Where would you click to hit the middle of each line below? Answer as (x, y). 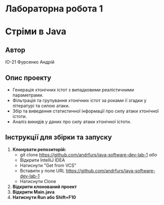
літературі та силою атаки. (41, 106)
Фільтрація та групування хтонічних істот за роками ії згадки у (79, 100)
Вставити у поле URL (42, 170)
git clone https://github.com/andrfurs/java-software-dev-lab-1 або (88, 154)
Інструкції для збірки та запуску (58, 137)
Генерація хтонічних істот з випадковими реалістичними (73, 90)
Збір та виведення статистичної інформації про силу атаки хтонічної (85, 111)
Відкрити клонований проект (44, 186)
